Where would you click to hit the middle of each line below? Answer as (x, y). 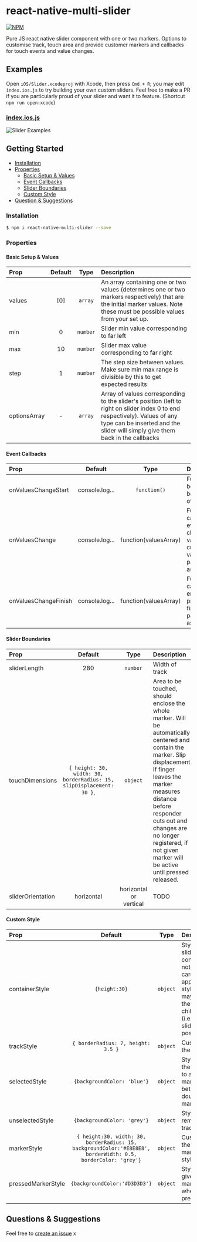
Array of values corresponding (143, 394)
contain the (168, 747)
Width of (165, 664)
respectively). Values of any (139, 416)
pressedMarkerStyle (37, 1183)
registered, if (170, 842)
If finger (164, 769)
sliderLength (26, 668)
